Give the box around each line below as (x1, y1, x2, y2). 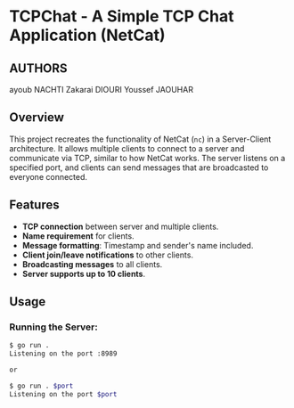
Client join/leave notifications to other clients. (21, 249, 194, 260)
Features (9, 198, 60, 213)
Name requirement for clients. (21, 230, 135, 241)
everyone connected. (9, 171, 87, 182)
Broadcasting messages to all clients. (21, 258, 163, 269)
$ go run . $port (9, 381, 74, 390)
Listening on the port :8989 (9, 349, 118, 358)
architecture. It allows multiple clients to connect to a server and (9, 143, 245, 153)
